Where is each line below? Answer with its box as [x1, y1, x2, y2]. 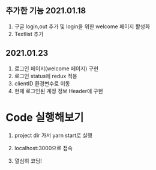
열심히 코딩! [14, 157, 43, 164]
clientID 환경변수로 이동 [14, 80, 70, 87]
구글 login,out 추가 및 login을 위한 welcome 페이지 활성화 [14, 23, 151, 30]
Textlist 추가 [14, 30, 44, 37]
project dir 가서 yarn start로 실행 [14, 132, 92, 139]
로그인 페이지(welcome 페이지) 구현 [14, 65, 99, 72]
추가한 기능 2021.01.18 [5, 5, 86, 16]
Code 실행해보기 [5, 111, 84, 124]
